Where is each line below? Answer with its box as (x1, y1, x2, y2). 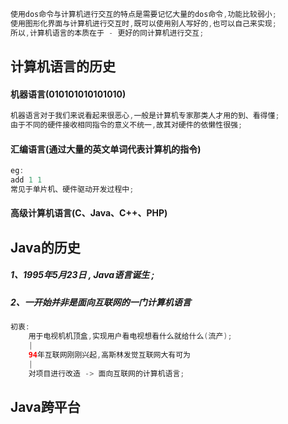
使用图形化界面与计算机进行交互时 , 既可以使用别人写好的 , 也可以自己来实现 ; (10, 18, 277, 29)
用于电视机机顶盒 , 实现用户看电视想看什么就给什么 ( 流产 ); (28, 331, 233, 341)
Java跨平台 (10, 398, 81, 415)
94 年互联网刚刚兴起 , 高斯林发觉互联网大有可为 (28, 350, 191, 360)
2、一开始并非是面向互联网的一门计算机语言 (10, 296, 192, 308)
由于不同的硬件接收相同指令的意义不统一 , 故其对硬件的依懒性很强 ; (10, 120, 243, 130)
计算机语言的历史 (10, 58, 116, 75)
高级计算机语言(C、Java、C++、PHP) (10, 207, 168, 219)
